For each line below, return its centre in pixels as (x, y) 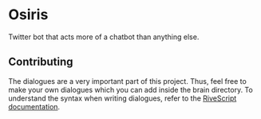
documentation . (34, 106)
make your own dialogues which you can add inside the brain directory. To (130, 89)
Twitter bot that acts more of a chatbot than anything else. (104, 37)
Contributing (41, 62)
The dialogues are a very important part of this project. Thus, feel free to (128, 81)
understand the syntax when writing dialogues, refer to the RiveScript (123, 98)
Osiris (28, 15)
